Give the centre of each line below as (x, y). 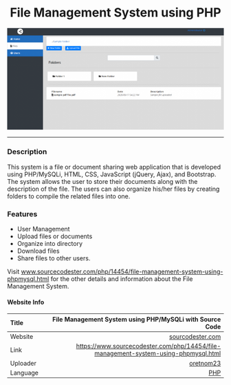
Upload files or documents (55, 236)
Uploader (23, 363)
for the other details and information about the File (122, 279)
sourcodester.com (195, 337)
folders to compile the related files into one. (69, 196)
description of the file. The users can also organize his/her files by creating (113, 189)
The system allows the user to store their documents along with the (102, 181)
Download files (38, 251)
